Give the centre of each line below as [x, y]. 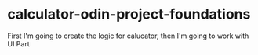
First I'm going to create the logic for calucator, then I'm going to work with [128, 36]
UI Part [18, 43]
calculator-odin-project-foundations [129, 14]
